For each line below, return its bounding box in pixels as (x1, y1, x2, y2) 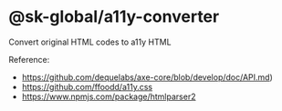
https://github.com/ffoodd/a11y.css (21, 81, 152, 92)
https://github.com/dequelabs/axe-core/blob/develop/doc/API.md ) (21, 71, 273, 83)
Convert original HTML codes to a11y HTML (8, 36, 172, 47)
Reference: (8, 54, 50, 65)
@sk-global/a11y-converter (8, 6, 220, 27)
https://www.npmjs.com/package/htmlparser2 (21, 91, 196, 102)
